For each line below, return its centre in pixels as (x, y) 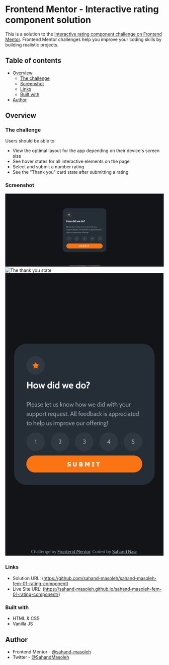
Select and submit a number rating (48, 167)
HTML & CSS (26, 619)
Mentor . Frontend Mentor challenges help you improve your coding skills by (83, 39)
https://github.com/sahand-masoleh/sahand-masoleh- (100, 578)
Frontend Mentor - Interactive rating (82, 9)
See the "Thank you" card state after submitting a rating (70, 172)
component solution (48, 20)
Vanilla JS (23, 624)
